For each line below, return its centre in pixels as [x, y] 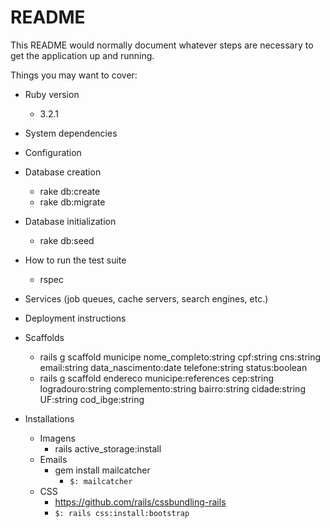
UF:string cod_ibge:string [92, 399]
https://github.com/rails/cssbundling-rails [140, 502]
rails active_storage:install [108, 448]
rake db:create [70, 191]
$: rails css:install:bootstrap [122, 513]
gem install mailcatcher [102, 470]
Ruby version [52, 94]
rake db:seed [67, 240]
